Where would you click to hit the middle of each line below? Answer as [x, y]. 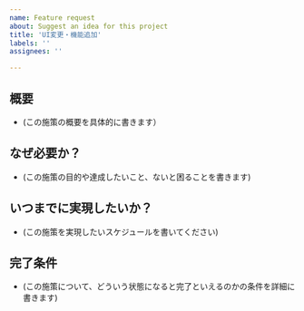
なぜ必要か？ [45, 154]
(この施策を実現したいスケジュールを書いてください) [121, 231]
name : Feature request [52, 18]
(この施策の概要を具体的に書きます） [92, 121]
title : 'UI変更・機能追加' [56, 34]
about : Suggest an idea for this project [89, 26]
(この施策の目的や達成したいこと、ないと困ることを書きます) [137, 177]
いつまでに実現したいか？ [81, 208]
